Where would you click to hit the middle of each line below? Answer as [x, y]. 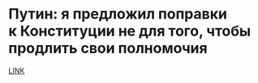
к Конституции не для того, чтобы [130, 31]
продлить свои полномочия [108, 48]
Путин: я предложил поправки [118, 14]
